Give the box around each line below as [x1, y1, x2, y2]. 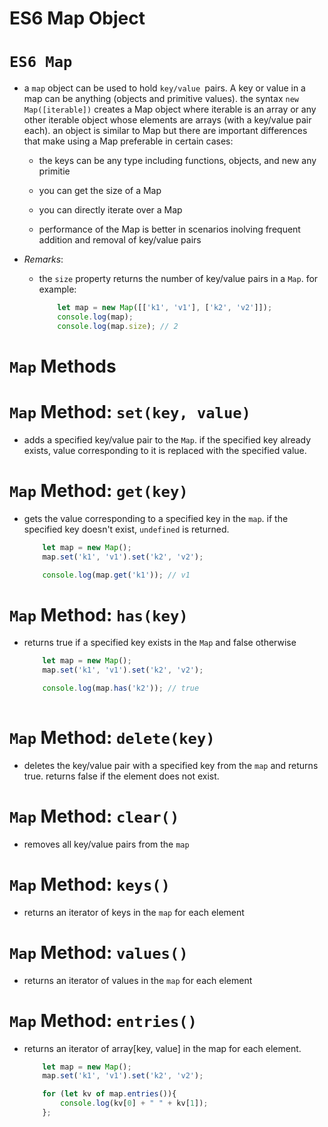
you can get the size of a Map [38, 185, 162, 197]
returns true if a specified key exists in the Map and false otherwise [23, 637, 297, 649]
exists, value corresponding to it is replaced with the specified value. [23, 444, 307, 456]
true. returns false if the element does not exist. [23, 770, 220, 782]
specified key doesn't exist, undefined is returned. [23, 523, 230, 535]
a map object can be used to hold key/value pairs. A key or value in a [23, 82, 306, 94]
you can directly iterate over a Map [38, 204, 183, 216]
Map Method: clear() [9, 805, 180, 827]
